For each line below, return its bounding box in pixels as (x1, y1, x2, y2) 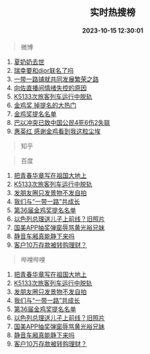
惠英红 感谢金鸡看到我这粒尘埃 (13, 127, 101, 135)
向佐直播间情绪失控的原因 (13, 83, 87, 92)
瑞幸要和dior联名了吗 (13, 66, 74, 74)
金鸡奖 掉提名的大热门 (13, 101, 77, 109)
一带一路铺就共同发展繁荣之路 (13, 75, 99, 83)
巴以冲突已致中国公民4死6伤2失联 (13, 118, 111, 126)
